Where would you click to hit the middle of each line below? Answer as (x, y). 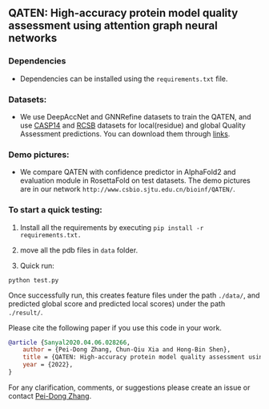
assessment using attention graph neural (113, 26)
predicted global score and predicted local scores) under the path (117, 303)
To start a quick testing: (55, 210)
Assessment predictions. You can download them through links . (125, 134)
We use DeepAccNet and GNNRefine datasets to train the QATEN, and (135, 116)
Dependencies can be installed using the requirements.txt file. (124, 79)
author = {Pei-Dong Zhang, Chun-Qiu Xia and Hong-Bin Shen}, (126, 350)
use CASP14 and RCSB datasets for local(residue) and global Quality (132, 125)
